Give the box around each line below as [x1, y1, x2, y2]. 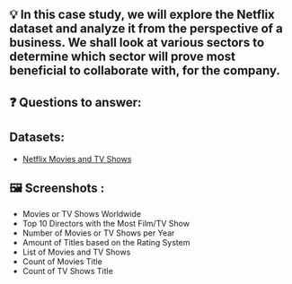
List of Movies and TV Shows [22, 246, 131, 258]
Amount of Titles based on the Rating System [22, 237, 190, 248]
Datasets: [9, 130, 65, 145]
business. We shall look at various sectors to [9, 35, 265, 50]
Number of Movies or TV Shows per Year [22, 228, 175, 238]
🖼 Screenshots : [9, 180, 105, 195]
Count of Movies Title [22, 256, 103, 267]
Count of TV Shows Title [22, 266, 114, 277]
